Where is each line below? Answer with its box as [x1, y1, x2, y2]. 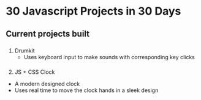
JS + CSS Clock [14, 68, 55, 76]
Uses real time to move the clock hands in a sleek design [14, 87, 159, 94]
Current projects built [6, 29, 90, 39]
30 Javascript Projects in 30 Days [6, 4, 181, 18]
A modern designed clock [14, 80, 80, 88]
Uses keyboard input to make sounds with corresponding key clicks [23, 53, 195, 60]
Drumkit [14, 47, 35, 54]
